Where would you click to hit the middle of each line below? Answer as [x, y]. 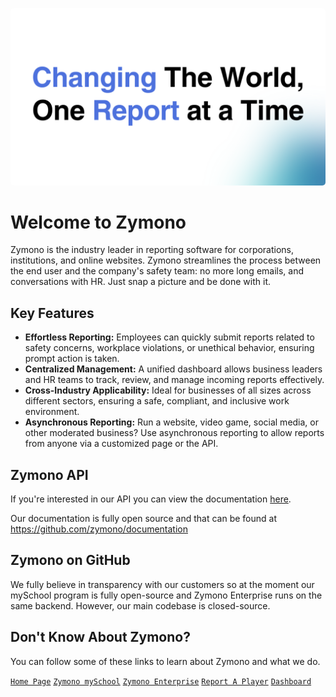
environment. [52, 412]
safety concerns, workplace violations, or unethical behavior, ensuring [169, 348]
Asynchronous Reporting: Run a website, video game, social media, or [172, 422]
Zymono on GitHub [70, 560]
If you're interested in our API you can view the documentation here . [151, 499]
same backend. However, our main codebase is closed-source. [140, 605]
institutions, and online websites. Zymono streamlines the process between [166, 260]
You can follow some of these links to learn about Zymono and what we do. [165, 661]
